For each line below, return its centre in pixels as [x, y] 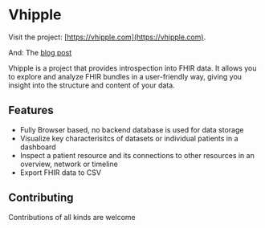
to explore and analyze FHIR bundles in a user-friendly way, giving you [125, 76]
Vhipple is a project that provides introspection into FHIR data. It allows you [132, 68]
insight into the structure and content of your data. [92, 85]
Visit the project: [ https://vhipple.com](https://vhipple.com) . [107, 37]
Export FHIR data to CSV [61, 172]
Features [31, 110]
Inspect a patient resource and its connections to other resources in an [137, 155]
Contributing [41, 198]
